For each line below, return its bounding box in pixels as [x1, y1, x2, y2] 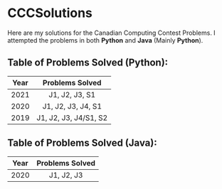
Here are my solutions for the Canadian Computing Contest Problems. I [7, 28, 216, 37]
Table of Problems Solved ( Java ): [7, 137, 158, 149]
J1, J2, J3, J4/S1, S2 [36, 112, 108, 122]
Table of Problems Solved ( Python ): [7, 57, 169, 69]
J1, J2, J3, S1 [48, 90, 96, 99]
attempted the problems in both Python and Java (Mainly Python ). [7, 36, 203, 44]
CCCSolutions [7, 5, 92, 21]
